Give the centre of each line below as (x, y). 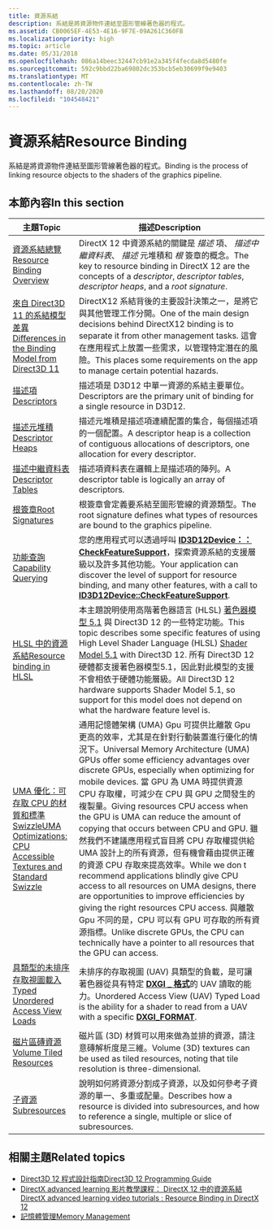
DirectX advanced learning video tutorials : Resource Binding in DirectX (139, 1198)
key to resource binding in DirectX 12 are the (164, 266)
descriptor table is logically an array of (152, 479)
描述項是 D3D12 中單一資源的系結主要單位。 (164, 385)
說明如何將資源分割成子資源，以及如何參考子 (164, 1084)
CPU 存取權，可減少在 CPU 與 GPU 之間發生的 (167, 794)
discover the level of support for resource (158, 575)
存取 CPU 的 (36, 803)
